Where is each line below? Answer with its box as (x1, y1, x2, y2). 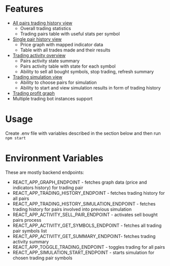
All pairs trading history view (12, 20, 73, 26)
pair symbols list (12, 227, 47, 234)
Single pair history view (12, 36, 62, 42)
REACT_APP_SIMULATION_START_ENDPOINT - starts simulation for (12, 249, 155, 255)
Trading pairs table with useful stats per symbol (20, 31, 120, 37)
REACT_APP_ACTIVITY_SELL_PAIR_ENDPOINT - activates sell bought (12, 212, 158, 218)
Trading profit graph (12, 90, 55, 96)
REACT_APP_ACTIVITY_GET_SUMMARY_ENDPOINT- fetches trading (12, 233, 156, 239)
